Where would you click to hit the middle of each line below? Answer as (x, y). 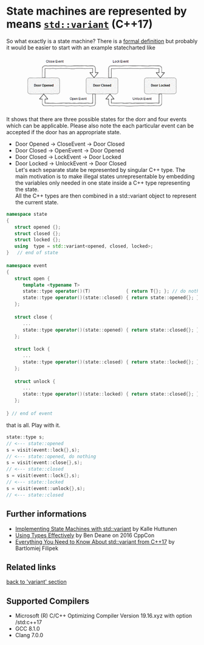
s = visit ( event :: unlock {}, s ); (46, 488)
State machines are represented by (97, 11)
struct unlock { (35, 381)
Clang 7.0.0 (29, 635)
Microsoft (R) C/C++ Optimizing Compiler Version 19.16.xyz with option (104, 616)
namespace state (27, 214)
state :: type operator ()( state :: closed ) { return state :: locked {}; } (111, 362)
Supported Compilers (48, 601)
